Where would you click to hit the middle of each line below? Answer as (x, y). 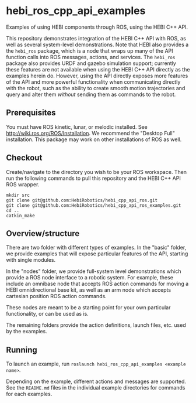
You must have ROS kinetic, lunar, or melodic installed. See (77, 127)
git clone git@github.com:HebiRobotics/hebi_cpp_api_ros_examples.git (94, 205)
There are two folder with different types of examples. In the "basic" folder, (96, 248)
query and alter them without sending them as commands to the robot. (91, 94)
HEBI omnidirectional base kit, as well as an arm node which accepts (88, 290)
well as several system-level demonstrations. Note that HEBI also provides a (97, 45)
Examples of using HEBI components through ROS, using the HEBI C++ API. (97, 27)
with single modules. (31, 260)
